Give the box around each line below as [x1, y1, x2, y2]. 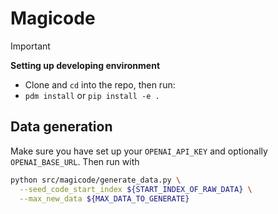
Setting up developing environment [10, 59, 161, 71]
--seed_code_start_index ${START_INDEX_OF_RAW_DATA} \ [19, 184, 253, 194]
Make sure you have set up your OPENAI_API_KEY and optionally [10, 145, 268, 157]
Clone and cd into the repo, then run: [24, 78, 176, 91]
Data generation [10, 118, 113, 136]
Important [10, 40, 51, 52]
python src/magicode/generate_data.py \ [10, 175, 182, 185]
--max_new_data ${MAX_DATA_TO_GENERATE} [19, 193, 190, 204]
